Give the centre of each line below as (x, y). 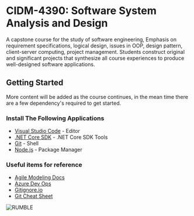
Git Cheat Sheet (34, 196)
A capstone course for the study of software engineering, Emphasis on (91, 39)
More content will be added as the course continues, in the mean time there (97, 97)
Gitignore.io (28, 190)
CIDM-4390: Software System (81, 11)
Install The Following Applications (55, 118)
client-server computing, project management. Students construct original (96, 52)
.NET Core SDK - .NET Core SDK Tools (61, 137)
